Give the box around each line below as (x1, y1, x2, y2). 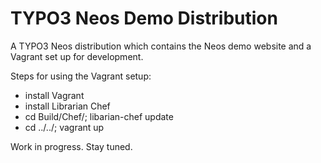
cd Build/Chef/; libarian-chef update (24, 110, 174, 122)
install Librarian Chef (24, 100, 111, 112)
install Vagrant (24, 89, 85, 101)
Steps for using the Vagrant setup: (10, 70, 152, 82)
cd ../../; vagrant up (24, 121, 105, 133)
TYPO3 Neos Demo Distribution (10, 7, 278, 30)
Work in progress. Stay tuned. (10, 140, 133, 152)
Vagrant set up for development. (10, 50, 144, 62)
